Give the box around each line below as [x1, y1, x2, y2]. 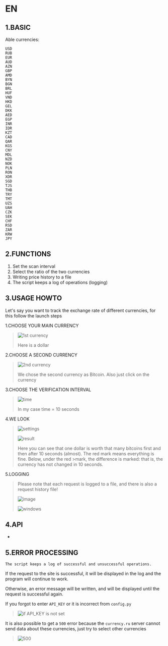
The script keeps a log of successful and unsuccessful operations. [5, 562, 152, 567]
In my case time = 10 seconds [17, 406, 79, 412]
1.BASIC [5, 23, 31, 32]
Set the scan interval [12, 263, 55, 269]
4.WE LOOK [5, 416, 30, 422]
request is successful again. [5, 591, 64, 597]
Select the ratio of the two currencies [12, 268, 90, 275]
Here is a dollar [17, 342, 49, 348]
